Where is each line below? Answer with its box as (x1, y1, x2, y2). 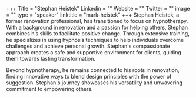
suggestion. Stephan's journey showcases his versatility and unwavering (6, 79, 182, 86)
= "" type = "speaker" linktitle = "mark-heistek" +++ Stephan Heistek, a (6, 11, 180, 18)
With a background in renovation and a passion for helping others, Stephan (6, 24, 188, 31)
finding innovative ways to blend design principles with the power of (6, 73, 172, 80)
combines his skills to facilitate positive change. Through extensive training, (6, 30, 190, 37)
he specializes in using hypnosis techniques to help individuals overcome (6, 37, 184, 43)
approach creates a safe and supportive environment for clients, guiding (6, 49, 181, 55)
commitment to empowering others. (6, 86, 93, 92)
